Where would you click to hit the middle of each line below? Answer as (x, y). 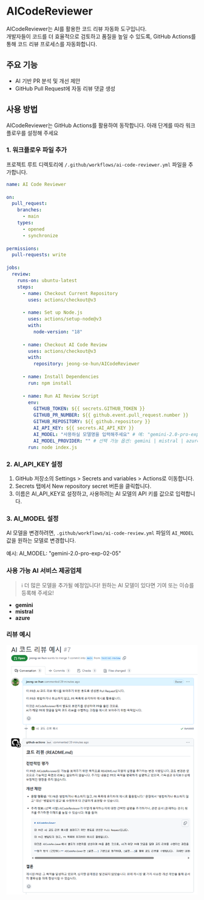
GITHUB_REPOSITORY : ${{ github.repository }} (92, 422)
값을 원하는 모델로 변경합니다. (41, 541)
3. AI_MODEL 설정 (32, 518)
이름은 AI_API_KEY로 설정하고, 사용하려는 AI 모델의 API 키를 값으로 (94, 493)
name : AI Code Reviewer (36, 184)
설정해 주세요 (43, 133)
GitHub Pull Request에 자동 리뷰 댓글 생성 (65, 88)
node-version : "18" (58, 332)
